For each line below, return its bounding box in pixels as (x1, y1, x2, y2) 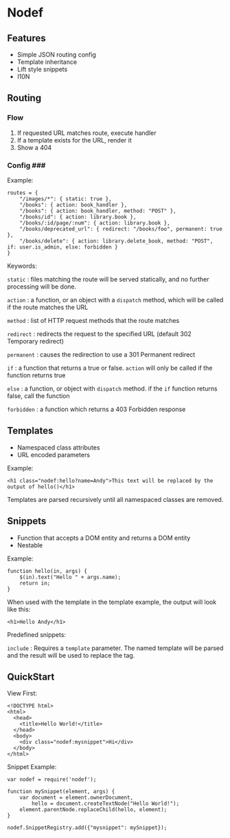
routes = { (7, 189, 38, 196)
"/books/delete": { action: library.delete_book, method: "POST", (19, 238, 214, 244)
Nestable (16, 541, 43, 549)
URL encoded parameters (16, 450, 91, 459)
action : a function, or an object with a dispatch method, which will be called (7, 295, 224, 304)
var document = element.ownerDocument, (19, 794, 134, 802)
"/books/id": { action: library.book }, (19, 213, 137, 220)
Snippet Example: (7, 763, 57, 771)
